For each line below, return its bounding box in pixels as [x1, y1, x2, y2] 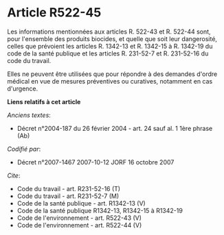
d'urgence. [7, 84, 38, 92]
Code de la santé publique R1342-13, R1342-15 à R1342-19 [16, 206, 183, 214]
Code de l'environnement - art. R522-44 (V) [16, 221, 142, 229]
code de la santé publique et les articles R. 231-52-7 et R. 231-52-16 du [7, 49, 209, 58]
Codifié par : [7, 145, 41, 153]
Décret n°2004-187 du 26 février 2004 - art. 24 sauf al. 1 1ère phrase [16, 124, 213, 132]
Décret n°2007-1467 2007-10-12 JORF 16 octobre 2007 [16, 158, 175, 166]
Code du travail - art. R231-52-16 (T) [16, 184, 121, 193]
